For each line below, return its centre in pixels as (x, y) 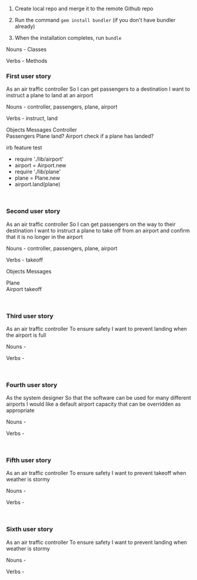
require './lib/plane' (38, 172)
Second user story (33, 211)
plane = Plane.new (37, 178)
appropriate (20, 410)
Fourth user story (32, 385)
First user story (29, 76)
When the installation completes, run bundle (68, 38)
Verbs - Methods (27, 61)
